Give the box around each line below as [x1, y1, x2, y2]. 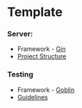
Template [7, 4, 63, 20]
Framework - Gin [17, 45, 66, 53]
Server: [7, 29, 33, 39]
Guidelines [17, 93, 49, 101]
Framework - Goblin [17, 85, 75, 94]
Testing [7, 70, 33, 79]
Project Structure [17, 52, 67, 61]
